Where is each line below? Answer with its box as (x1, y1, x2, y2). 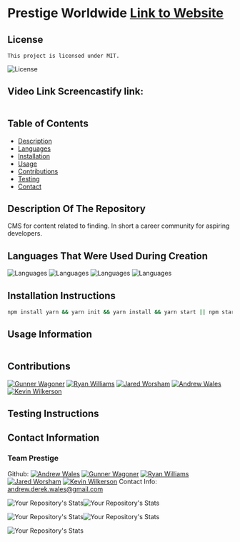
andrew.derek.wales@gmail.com (7, 484, 104, 493)
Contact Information (7, 432, 100, 444)
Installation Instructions (7, 289, 116, 301)
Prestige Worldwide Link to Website (7, 5, 224, 21)
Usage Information (7, 328, 93, 341)
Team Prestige (7, 453, 59, 463)
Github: (7, 469, 29, 478)
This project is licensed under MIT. (7, 52, 120, 59)
